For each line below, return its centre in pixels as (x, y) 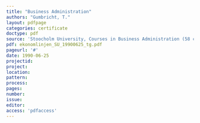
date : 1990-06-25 (28, 56)
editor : (16, 105)
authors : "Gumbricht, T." (38, 17)
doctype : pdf (22, 34)
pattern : (17, 77)
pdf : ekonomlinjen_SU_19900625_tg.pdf (54, 45)
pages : (14, 89)
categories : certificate (37, 28)
